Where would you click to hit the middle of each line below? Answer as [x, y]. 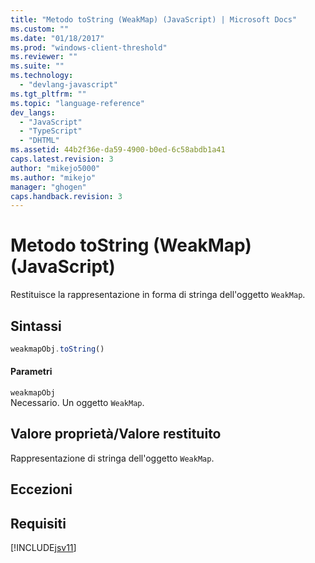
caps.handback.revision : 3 [66, 196]
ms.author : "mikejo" [53, 177]
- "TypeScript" [51, 131]
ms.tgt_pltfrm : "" [48, 94]
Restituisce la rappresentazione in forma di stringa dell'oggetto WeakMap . [158, 295]
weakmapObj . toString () [57, 349]
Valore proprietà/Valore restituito [116, 434]
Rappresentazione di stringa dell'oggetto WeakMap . [112, 458]
